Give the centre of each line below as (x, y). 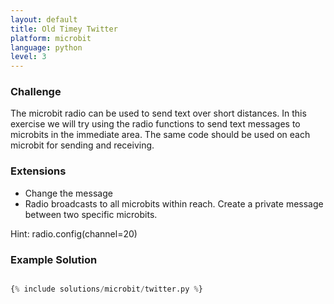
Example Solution (54, 259)
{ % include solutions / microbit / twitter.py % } (106, 289)
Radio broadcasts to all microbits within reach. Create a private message (174, 203)
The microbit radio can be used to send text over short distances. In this (158, 113)
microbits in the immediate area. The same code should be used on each (160, 135)
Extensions (38, 171)
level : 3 (28, 57)
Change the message (68, 193)
